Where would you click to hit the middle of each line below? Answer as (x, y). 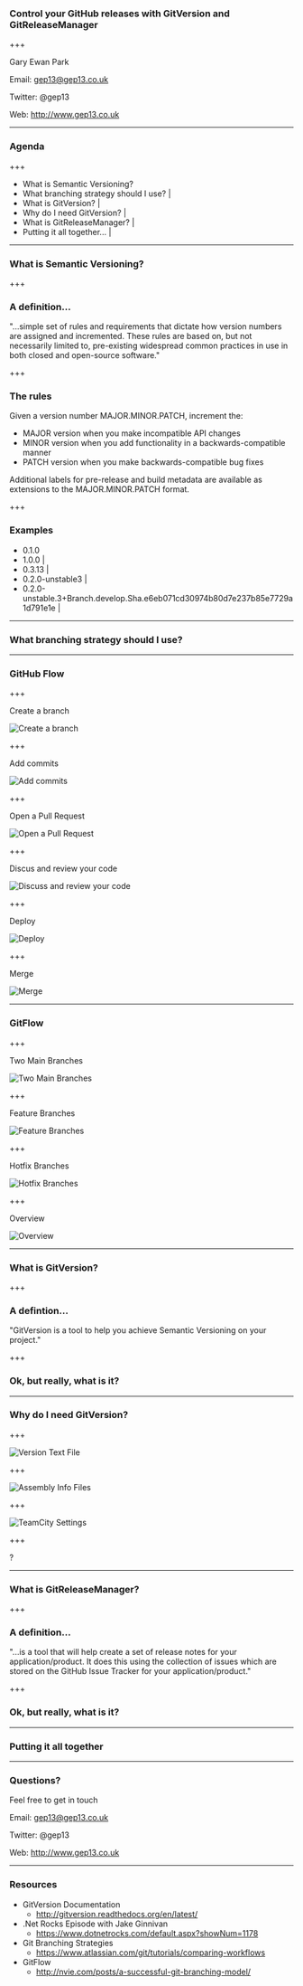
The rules (31, 396)
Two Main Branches (46, 1060)
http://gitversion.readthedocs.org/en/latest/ (117, 1914)
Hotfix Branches (39, 1166)
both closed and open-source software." (85, 355)
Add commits (34, 763)
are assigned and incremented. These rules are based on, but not (131, 336)
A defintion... (39, 1310)
